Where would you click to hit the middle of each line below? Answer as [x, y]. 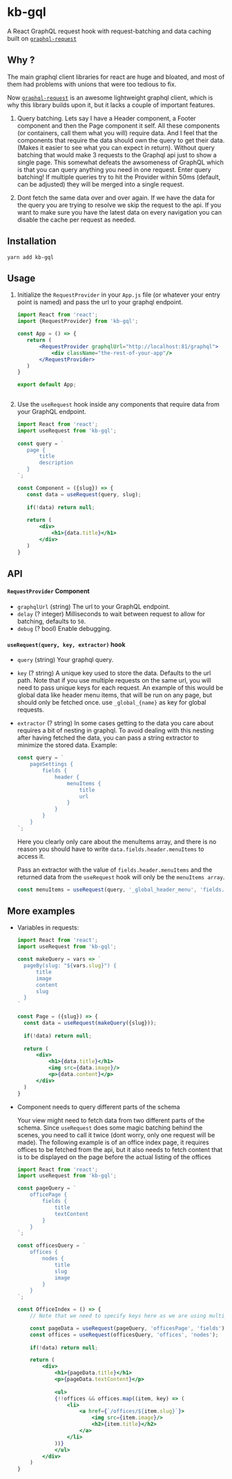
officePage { [49, 1195]
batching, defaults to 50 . [51, 621]
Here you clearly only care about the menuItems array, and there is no [117, 841]
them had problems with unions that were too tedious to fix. [92, 84]
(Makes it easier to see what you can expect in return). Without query [116, 147]
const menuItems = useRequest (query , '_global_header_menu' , [107, 890]
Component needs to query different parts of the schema [99, 1107]
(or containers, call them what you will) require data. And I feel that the [117, 133]
